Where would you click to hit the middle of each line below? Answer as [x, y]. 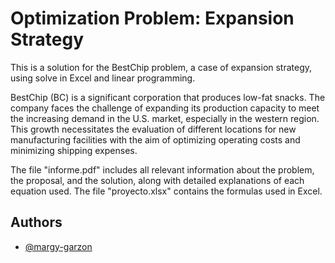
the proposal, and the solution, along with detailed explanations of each [157, 180]
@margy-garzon [58, 246]
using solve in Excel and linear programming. [103, 78]
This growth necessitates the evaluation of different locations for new [153, 129]
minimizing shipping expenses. [74, 150]
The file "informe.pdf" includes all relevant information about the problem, [162, 169]
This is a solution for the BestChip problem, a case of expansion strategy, [161, 67]
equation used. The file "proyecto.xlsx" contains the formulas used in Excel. [166, 191]
